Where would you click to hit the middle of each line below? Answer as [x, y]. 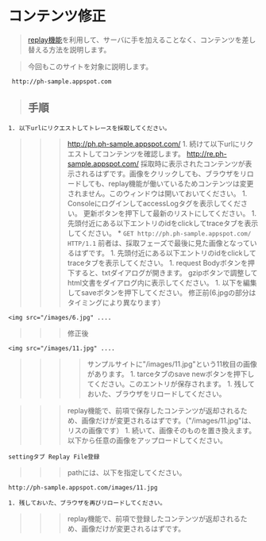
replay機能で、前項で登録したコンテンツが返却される [154, 518]
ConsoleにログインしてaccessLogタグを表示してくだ [154, 203]
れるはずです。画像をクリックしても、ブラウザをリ [164, 173]
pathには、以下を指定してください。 [127, 472]
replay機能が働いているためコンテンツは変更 [181, 183]
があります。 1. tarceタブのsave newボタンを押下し [171, 374]
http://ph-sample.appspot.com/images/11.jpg [83, 487]
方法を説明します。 [80, 49]
